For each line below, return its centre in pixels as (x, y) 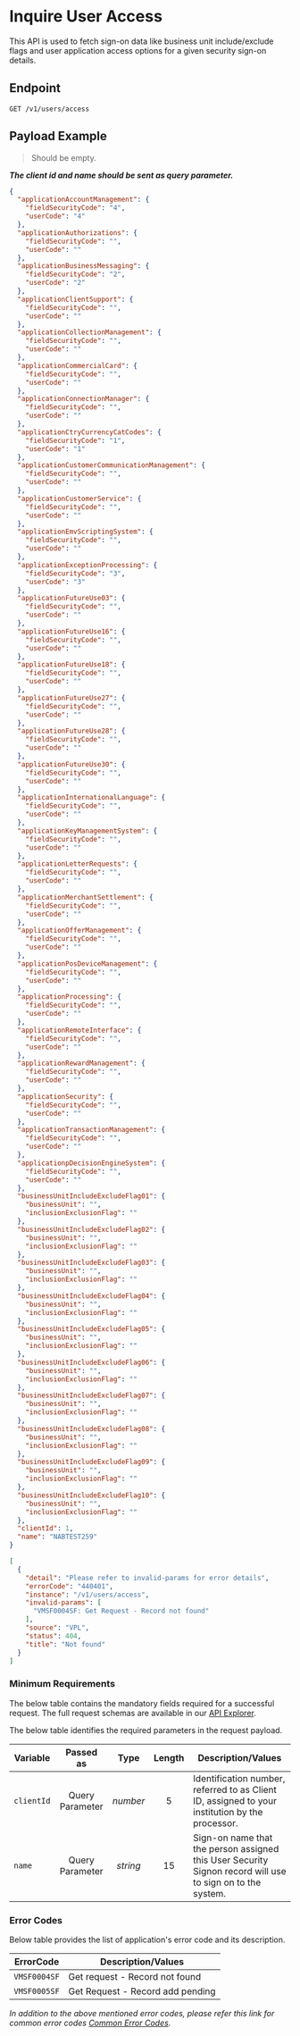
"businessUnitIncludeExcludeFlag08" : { (92, 1429)
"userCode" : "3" (56, 582)
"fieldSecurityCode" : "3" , (75, 574)
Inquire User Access (86, 17)
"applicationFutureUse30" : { (71, 764)
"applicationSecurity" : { (66, 1096)
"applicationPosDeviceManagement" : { (87, 964)
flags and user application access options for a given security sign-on (138, 50)
